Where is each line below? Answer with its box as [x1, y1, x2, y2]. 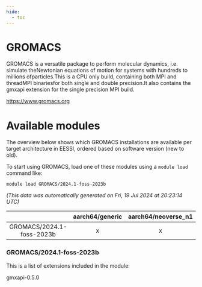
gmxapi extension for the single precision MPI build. [6, 86, 135, 93]
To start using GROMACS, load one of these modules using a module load [6, 163, 188, 171]
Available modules [6, 119, 100, 133]
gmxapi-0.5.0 [6, 274, 40, 281]
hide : [6, 8, 20, 15]
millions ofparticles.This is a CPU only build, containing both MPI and [6, 73, 177, 80]
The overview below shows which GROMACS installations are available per [6, 139, 192, 146]
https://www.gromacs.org [6, 98, 70, 105]
